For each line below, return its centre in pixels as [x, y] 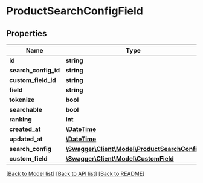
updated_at [26, 139]
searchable [26, 110]
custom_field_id [33, 80]
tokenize [22, 100]
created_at [25, 129]
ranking [21, 119]
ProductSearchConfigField [75, 11]
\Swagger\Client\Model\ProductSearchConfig [133, 149]
